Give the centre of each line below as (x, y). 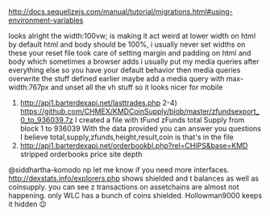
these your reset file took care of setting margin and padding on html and (130, 53)
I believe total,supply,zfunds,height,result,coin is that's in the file (127, 137)
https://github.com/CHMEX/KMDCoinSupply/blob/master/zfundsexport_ (139, 111)
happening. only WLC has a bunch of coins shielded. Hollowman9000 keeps (135, 195)
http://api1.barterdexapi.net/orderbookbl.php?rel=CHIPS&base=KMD (134, 145)
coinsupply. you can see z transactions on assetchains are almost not (124, 187)
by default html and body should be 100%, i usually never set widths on (127, 44)
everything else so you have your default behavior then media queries (125, 70)
